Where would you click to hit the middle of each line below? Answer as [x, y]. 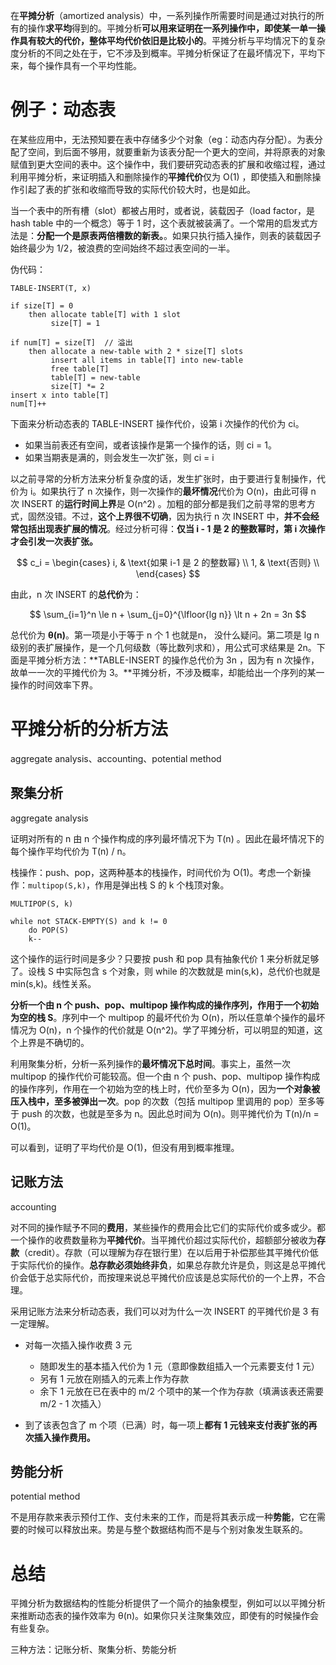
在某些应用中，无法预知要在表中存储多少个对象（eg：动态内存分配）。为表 [162, 139]
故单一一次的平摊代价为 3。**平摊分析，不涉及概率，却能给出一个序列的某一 [167, 672]
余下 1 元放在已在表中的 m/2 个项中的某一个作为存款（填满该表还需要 [181, 1391]
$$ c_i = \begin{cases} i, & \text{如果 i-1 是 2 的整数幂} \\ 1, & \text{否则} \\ [168, 562]
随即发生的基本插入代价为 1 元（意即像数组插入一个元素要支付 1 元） [179, 1366]
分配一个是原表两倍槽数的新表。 [100, 235]
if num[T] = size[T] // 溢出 [71, 342]
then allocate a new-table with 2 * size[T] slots [136, 351]
